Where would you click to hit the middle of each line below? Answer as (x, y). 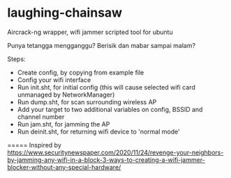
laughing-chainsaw (65, 13)
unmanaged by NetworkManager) (66, 95)
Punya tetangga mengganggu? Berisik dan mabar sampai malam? (102, 45)
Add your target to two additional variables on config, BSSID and (110, 109)
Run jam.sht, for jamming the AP (64, 124)
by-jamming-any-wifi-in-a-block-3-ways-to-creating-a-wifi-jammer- (106, 160)
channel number (41, 117)
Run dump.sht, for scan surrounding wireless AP (87, 102)
